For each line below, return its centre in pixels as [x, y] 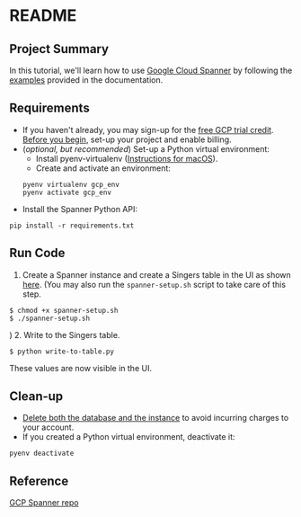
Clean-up [36, 397]
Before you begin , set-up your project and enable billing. [127, 139]
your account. [48, 427]
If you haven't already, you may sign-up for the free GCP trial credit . [148, 129]
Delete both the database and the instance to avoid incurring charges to [155, 418]
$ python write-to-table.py [62, 352]
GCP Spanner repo [44, 503]
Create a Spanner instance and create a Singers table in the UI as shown [157, 274]
